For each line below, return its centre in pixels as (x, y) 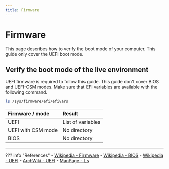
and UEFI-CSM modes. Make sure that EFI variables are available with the (81, 87)
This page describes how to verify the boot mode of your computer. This (80, 49)
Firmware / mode (29, 114)
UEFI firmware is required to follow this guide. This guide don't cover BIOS (82, 82)
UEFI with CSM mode (33, 130)
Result (71, 114)
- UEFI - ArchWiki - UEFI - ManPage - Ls (47, 161)
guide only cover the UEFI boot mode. (45, 54)
